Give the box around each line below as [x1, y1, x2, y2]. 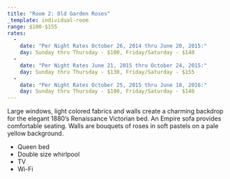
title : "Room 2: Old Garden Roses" [7, 10, 111, 17]
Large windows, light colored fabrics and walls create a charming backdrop [7, 107, 224, 116]
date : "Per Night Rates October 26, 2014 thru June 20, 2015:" [20, 42, 208, 49]
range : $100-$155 [7, 23, 58, 30]
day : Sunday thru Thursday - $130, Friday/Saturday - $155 [20, 68, 195, 75]
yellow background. [7, 130, 64, 138]
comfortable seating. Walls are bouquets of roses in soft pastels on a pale [7, 122, 219, 130]
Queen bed [17, 143, 50, 151]
